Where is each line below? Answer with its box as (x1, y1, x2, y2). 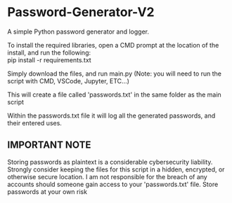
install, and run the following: (7, 48, 91, 57)
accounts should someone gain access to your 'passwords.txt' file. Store (7, 180, 219, 188)
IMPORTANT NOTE (7, 139, 91, 151)
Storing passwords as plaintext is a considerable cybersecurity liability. (7, 157, 213, 166)
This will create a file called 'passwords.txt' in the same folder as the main (7, 90, 221, 99)
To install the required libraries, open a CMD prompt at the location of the (7, 41, 219, 49)
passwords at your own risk (7, 187, 88, 196)
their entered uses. (7, 118, 62, 127)
